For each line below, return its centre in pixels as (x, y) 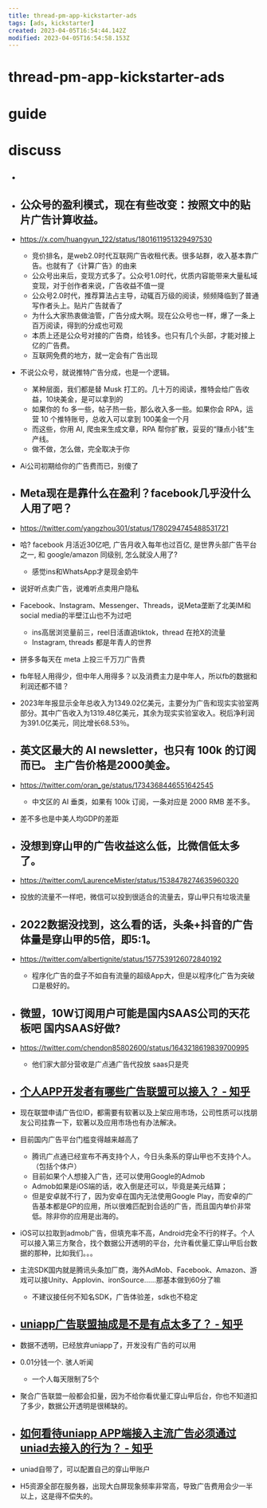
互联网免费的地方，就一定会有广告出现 (94, 355)
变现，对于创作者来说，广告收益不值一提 (98, 286)
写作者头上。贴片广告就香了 (77, 306)
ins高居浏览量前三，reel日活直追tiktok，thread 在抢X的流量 (128, 632)
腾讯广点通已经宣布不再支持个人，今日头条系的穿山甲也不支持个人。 (143, 1156)
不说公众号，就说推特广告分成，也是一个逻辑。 (96, 372)
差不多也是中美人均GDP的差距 (69, 819)
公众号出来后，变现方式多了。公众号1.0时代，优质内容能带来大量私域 (144, 276)
